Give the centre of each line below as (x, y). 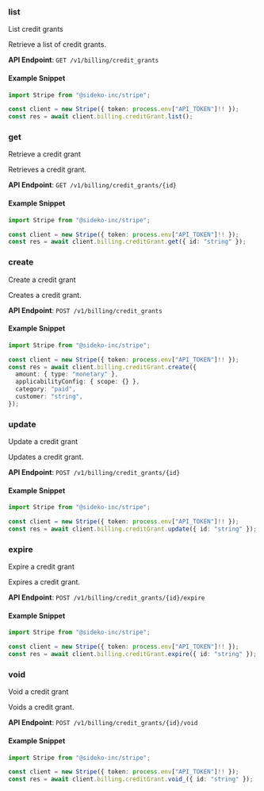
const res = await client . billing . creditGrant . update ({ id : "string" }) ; (133, 529)
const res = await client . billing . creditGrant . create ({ (102, 367)
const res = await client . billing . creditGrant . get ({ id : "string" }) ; (127, 242)
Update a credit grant (43, 442)
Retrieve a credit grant (44, 154)
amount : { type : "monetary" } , (67, 374)
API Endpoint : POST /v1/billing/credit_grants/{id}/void (103, 723)
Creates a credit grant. (45, 295)
